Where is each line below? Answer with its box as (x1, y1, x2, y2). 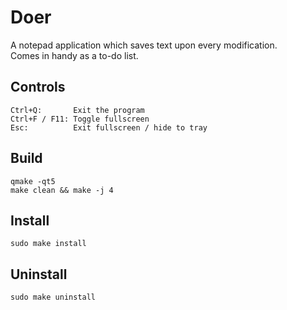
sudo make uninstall (10, 292, 97, 303)
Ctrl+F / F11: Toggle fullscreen (10, 114, 150, 124)
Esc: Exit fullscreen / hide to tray (10, 122, 208, 133)
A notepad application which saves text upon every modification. (10, 39, 278, 51)
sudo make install (10, 239, 87, 249)
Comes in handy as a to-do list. (10, 49, 139, 61)
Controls (10, 79, 66, 96)
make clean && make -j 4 (10, 185, 114, 195)
